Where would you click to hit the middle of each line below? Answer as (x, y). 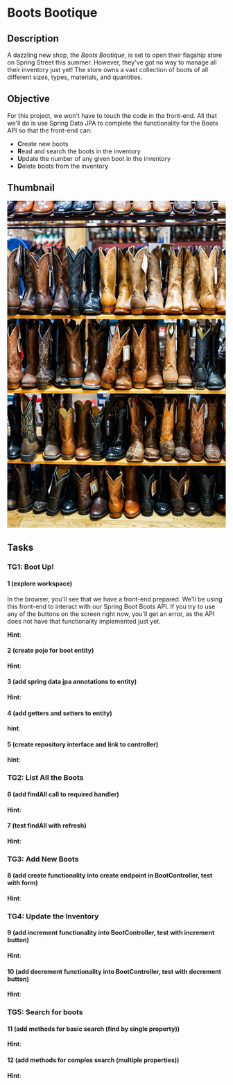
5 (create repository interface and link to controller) (83, 744)
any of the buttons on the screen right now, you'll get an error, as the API (111, 614)
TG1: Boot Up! (31, 567)
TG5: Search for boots (45, 1012)
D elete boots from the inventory (63, 166)
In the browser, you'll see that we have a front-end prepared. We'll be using (115, 599)
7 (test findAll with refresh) (47, 826)
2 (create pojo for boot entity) (51, 651)
